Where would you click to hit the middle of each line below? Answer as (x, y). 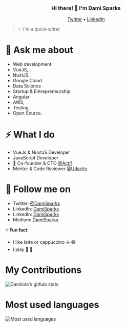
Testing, (21, 108)
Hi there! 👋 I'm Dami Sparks (86, 8)
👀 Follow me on (38, 189)
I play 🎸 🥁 (23, 249)
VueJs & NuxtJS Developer (41, 152)
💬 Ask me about (39, 50)
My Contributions (44, 270)
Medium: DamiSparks (35, 220)
